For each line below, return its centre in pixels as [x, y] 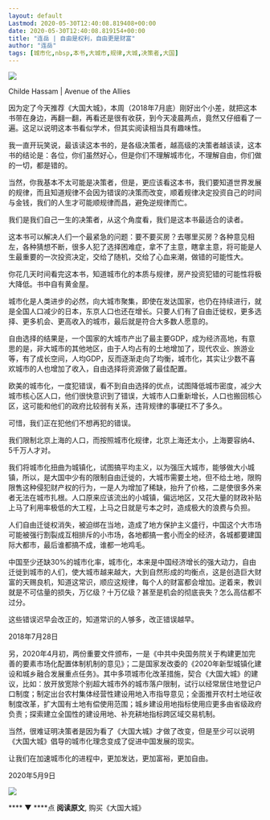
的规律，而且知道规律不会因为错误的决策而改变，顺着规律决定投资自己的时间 [135, 193]
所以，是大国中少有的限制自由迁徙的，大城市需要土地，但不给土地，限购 [142, 477]
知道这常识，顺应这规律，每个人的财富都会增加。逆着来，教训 [160, 582]
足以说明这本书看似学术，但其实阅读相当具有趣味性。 [117, 128]
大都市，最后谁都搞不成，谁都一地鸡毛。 [82, 545]
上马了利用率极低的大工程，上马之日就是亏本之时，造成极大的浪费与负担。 [131, 507]
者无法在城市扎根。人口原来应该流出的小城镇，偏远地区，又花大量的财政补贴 [135, 497]
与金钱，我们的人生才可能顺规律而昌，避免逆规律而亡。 [100, 203]
